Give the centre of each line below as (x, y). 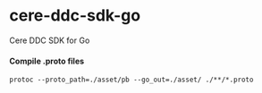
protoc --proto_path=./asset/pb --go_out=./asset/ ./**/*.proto (131, 80)
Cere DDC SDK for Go (50, 40)
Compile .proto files (47, 61)
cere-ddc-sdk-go (75, 16)
